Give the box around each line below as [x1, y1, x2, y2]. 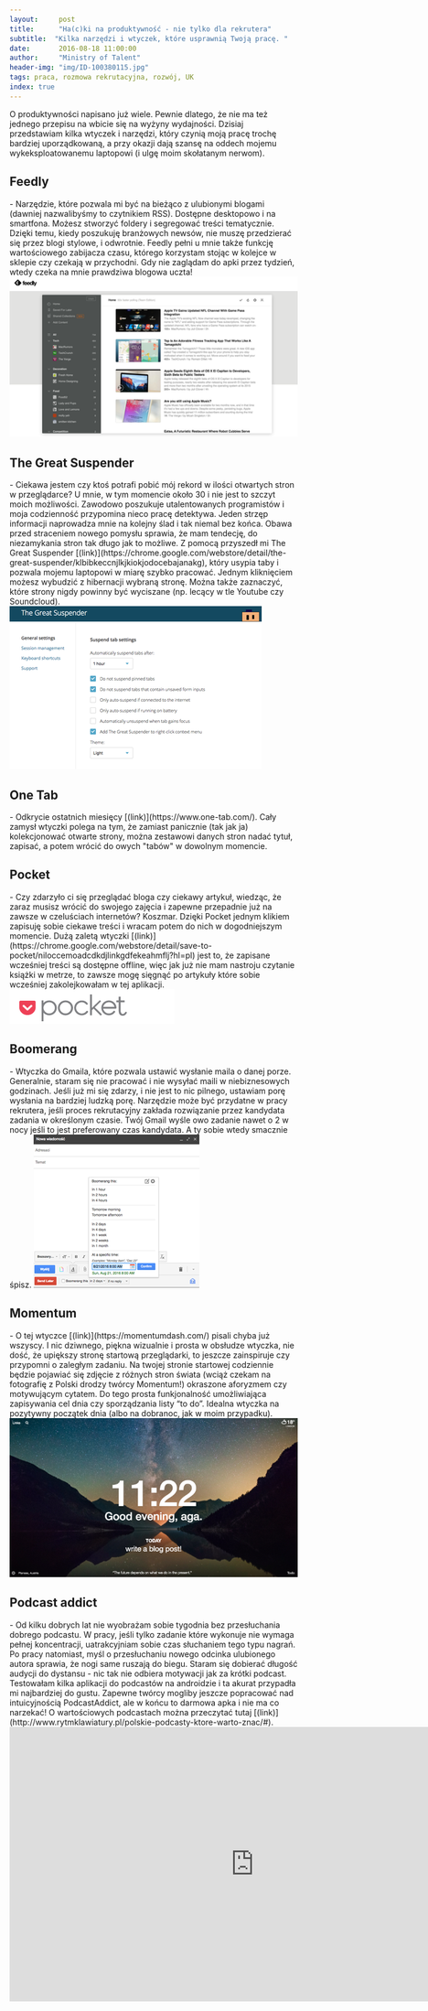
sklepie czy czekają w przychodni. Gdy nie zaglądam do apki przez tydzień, [9, 256, 295, 267]
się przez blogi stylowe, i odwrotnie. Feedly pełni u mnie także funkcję [9, 237, 274, 248]
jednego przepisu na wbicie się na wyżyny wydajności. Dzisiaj [9, 118, 244, 129]
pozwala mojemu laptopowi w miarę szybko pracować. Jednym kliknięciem [9, 567, 294, 578]
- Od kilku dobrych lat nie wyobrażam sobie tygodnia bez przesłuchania [9, 1619, 281, 1630]
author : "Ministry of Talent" [9, 53, 142, 63]
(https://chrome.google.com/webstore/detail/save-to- [9, 940, 213, 951]
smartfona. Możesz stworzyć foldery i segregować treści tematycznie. [9, 218, 274, 229]
